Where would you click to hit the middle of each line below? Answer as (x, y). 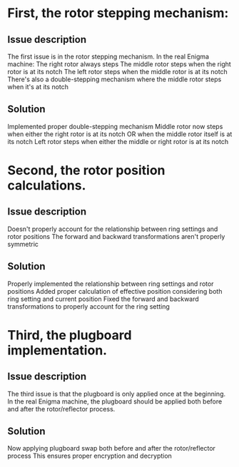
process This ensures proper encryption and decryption (90, 456)
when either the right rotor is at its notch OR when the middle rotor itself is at (120, 134)
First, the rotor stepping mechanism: (118, 13)
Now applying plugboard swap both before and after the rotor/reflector (112, 448)
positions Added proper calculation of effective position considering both (115, 291)
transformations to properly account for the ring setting (88, 306)
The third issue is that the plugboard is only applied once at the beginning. (117, 394)
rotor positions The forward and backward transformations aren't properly (116, 236)
